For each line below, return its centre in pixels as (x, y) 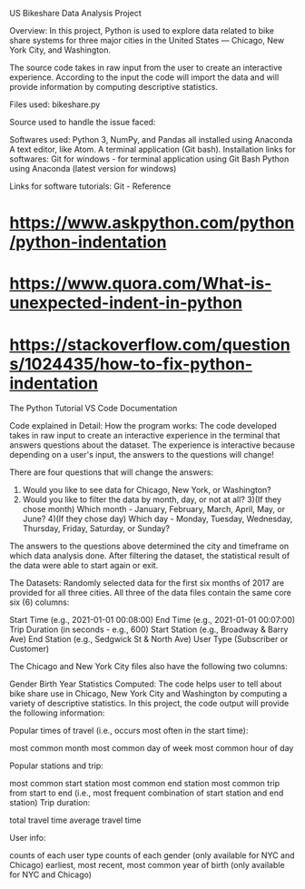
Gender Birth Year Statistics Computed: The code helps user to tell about (146, 684)
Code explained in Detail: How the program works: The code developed (143, 426)
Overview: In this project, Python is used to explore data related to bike (142, 30)
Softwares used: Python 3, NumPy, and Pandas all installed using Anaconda (151, 139)
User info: (28, 838)
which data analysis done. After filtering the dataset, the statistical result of (150, 556)
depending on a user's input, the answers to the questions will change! (142, 455)
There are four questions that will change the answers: (112, 472)
